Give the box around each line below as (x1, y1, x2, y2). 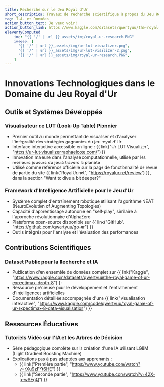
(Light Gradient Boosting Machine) (12, 350, 82, 356)
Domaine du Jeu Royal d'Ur (5, 88, 118, 100)
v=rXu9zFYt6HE (19, 366, 52, 372)
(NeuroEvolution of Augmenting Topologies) (12, 204, 101, 209)
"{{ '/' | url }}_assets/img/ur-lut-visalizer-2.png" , (18, 48, 132, 53)
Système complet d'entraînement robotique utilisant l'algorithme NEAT (12, 198, 154, 204)
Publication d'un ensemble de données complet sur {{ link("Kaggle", (12, 269, 149, 275)
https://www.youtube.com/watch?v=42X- (71, 371, 155, 377)
